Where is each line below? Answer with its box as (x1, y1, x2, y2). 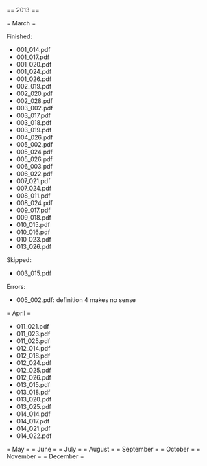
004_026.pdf (16, 133, 53, 141)
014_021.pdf (16, 425, 51, 432)
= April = (6, 309, 32, 317)
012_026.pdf (16, 373, 52, 382)
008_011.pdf (16, 191, 51, 200)
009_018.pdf (16, 213, 52, 222)
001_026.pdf (16, 75, 52, 83)
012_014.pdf (16, 345, 51, 352)
